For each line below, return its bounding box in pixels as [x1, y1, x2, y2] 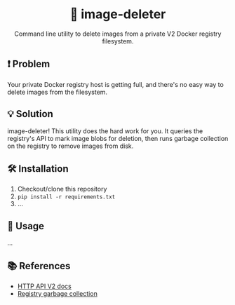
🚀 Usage [7, 220, 44, 232]
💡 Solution [7, 108, 54, 120]
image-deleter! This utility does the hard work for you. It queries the [7, 126, 203, 135]
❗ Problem [7, 58, 51, 70]
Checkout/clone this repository [17, 185, 107, 194]
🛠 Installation [7, 163, 69, 175]
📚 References [7, 259, 71, 272]
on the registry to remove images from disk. [7, 142, 134, 150]
